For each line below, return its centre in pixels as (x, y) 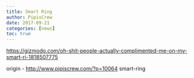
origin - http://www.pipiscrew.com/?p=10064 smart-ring (76, 68)
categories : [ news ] (31, 28)
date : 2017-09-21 (28, 23)
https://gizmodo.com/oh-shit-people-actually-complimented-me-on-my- (97, 51)
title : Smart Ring (29, 12)
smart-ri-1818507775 (32, 57)
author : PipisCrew (29, 17)
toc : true (19, 34)
